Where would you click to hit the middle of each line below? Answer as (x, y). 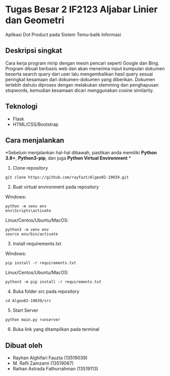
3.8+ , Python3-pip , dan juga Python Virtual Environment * (68, 158)
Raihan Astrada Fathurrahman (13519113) (55, 369)
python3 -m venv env (27, 230)
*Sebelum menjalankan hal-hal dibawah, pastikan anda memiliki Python (81, 153)
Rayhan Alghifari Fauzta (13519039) (50, 358)
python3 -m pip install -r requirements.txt (53, 282)
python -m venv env (26, 206)
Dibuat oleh (24, 345)
